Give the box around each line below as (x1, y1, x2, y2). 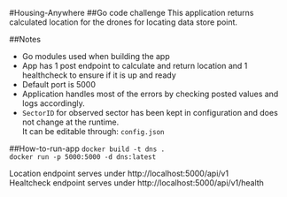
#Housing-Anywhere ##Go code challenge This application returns (9, 8, 254, 18)
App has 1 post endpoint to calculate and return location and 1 (21, 61, 248, 71)
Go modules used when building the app (21, 51, 170, 61)
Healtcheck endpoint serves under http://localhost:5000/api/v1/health (9, 178, 264, 188)
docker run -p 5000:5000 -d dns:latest (9, 153, 157, 162)
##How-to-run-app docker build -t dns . (9, 143, 166, 154)
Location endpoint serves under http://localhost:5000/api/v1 (9, 168, 229, 178)
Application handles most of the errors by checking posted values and (21, 88, 279, 99)
